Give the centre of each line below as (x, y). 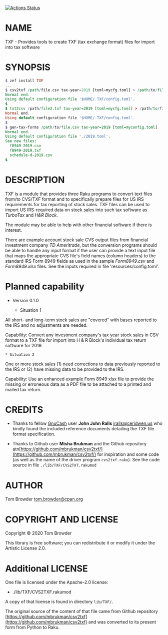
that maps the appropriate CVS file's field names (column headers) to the (80, 256)
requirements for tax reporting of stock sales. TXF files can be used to (77, 204)
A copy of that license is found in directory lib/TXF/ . (59, 602)
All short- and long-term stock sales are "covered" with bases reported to (81, 320)
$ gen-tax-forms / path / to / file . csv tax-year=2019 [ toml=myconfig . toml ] (81, 127)
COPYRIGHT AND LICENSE (62, 519)
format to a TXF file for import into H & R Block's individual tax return (76, 340)
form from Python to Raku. (32, 627)
